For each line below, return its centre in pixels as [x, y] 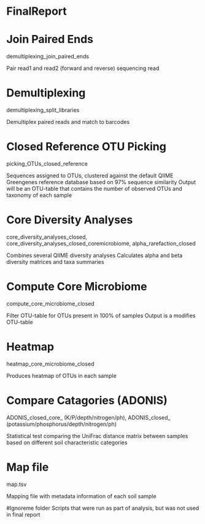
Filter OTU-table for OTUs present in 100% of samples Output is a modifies [101, 315]
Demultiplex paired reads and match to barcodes [68, 122]
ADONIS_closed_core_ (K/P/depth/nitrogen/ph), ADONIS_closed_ [88, 417]
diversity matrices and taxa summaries [55, 261]
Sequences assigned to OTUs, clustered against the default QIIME [90, 175]
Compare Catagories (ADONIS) [87, 401]
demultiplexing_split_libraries [43, 110]
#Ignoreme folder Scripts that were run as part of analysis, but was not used [103, 508]
